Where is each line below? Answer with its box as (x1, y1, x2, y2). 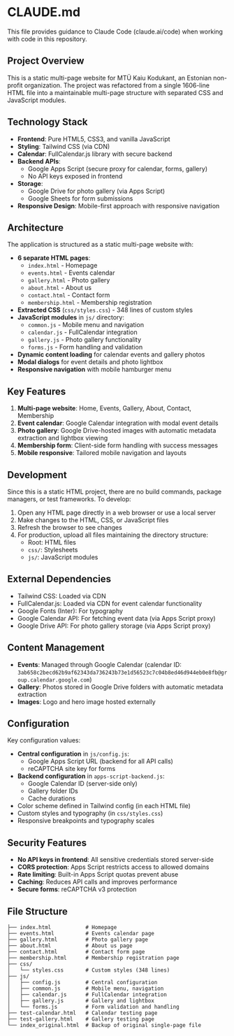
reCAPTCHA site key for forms (27, 765, 116, 773)
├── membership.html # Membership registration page (7, 955, 180, 962)
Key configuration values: (7, 736, 81, 744)
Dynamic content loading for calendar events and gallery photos (17, 350, 205, 359)
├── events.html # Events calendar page (7, 930, 155, 937)
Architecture (7, 222, 64, 233)
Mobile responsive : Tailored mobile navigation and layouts (17, 449, 187, 457)
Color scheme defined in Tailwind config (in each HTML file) (17, 802, 191, 810)
